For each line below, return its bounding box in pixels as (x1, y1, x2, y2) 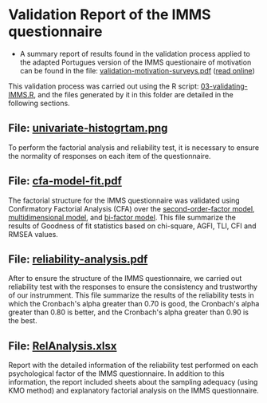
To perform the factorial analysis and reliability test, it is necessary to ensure (8, 142, 260, 152)
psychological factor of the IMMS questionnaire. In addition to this (8, 369, 225, 378)
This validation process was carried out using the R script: (8, 81, 199, 91)
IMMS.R (8, 89, 34, 99)
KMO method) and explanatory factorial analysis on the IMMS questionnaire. (8, 385, 259, 396)
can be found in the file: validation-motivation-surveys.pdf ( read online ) (19, 65, 255, 75)
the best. (8, 316, 37, 326)
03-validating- (200, 81, 249, 91)
